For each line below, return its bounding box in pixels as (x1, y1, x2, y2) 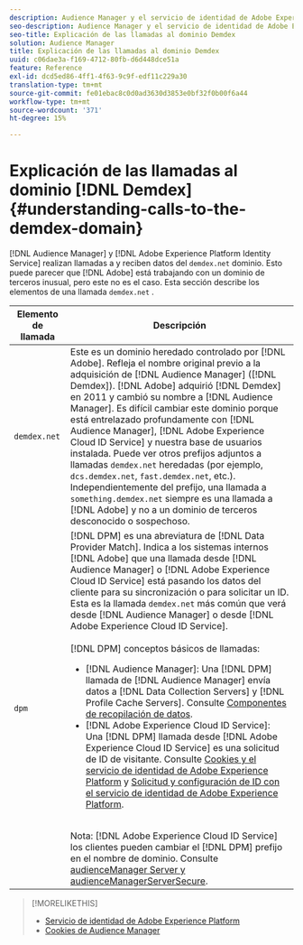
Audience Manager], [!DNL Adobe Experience (70, 425, 265, 438)
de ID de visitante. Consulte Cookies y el (85, 753, 257, 765)
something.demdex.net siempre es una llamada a (70, 493, 273, 505)
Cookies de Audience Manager (44, 925, 161, 936)
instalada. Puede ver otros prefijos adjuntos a (70, 448, 262, 460)
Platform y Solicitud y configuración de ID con (85, 775, 280, 788)
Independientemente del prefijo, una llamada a (70, 481, 267, 494)
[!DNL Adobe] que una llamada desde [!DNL (70, 552, 257, 565)
